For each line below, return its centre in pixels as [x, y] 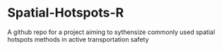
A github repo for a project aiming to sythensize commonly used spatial [111, 32]
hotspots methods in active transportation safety [78, 39]
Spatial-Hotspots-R [66, 13]
